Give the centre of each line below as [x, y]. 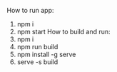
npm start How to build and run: [64, 32]
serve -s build [37, 62]
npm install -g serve [46, 54]
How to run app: [30, 10]
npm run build [37, 47]
